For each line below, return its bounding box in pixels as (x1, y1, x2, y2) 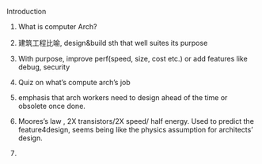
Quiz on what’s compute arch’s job (17, 78, 131, 87)
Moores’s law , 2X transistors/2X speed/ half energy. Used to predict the (17, 117, 254, 125)
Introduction (6, 7, 47, 16)
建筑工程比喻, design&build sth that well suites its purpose (17, 39, 208, 47)
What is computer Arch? (17, 22, 97, 31)
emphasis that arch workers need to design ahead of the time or (17, 93, 228, 102)
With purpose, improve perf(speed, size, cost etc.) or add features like (17, 54, 248, 63)
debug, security (17, 62, 70, 72)
